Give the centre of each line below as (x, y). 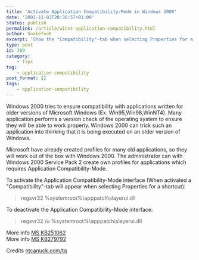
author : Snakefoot (29, 34)
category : (18, 56)
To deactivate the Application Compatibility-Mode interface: (80, 209)
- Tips (25, 61)
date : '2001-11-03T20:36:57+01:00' (50, 17)
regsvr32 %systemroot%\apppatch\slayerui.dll (78, 198)
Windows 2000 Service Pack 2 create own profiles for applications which (96, 162)
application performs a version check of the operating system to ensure (94, 119)
